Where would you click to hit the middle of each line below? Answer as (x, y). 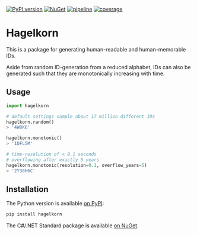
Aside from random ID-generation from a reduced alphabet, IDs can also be (99, 67)
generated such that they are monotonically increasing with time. (85, 73)
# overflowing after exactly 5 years (53, 160)
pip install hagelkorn (34, 214)
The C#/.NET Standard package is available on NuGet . (72, 226)
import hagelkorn (28, 106)
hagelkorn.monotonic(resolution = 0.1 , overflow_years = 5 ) (77, 165)
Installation (27, 189)
